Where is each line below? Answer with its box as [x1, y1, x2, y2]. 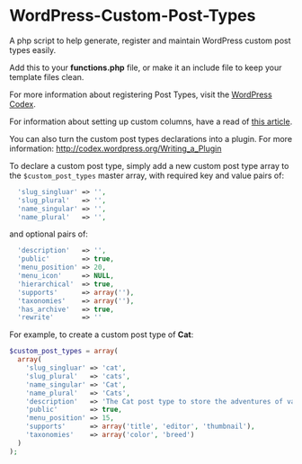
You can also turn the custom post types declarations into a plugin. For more [9, 133, 293, 144]
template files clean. [9, 71, 84, 82]
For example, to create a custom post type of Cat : [9, 329, 194, 340]
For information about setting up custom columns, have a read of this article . [9, 116, 293, 127]
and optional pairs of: [9, 228, 88, 239]
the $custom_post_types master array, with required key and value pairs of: [9, 170, 285, 181]
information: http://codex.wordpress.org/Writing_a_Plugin [9, 143, 222, 154]
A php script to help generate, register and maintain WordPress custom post [9, 35, 291, 46]
